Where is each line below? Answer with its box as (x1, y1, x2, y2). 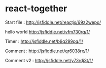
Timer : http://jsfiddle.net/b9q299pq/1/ (5, 38, 83, 44)
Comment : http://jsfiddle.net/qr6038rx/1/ (5, 48, 89, 54)
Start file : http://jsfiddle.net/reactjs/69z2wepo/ (5, 19, 101, 25)
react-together (5, 3, 68, 14)
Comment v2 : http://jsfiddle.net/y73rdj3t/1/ (5, 57, 93, 63)
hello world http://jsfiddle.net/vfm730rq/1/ (5, 29, 90, 34)
